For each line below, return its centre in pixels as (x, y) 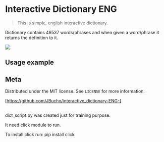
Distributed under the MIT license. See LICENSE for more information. (75, 91)
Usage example (30, 63)
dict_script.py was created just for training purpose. (58, 115)
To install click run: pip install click (40, 134)
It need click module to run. (33, 125)
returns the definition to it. (32, 38)
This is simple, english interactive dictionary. (62, 23)
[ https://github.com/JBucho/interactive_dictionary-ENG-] (63, 101)
